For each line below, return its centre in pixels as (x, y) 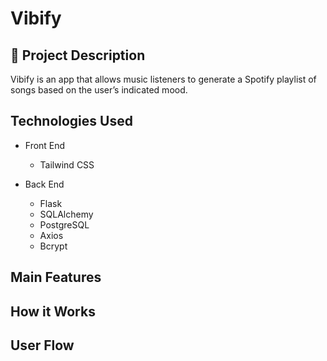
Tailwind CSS (67, 164)
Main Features (56, 277)
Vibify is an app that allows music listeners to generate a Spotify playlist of (163, 79)
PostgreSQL (64, 224)
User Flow (42, 345)
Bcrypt (53, 246)
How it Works (53, 311)
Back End (44, 184)
